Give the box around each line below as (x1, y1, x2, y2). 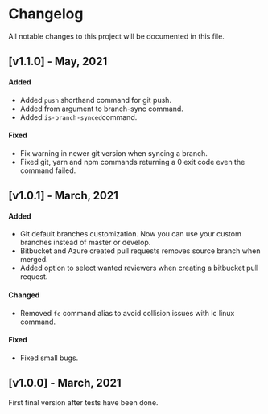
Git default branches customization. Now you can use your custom (19, 229, 241, 239)
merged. (19, 255, 48, 264)
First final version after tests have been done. (8, 397, 159, 407)
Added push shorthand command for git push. (19, 95, 171, 105)
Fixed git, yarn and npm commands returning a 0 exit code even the (19, 157, 245, 166)
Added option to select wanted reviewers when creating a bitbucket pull (19, 263, 259, 273)
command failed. (19, 166, 76, 175)
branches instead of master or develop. (19, 238, 151, 248)
